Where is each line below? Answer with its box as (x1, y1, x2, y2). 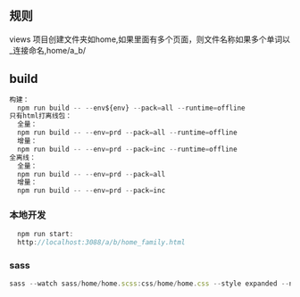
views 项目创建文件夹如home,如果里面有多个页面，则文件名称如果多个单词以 (9, 34, 291, 45)
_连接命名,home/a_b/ (9, 45, 87, 55)
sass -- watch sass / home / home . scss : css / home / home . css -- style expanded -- (9, 279, 290, 288)
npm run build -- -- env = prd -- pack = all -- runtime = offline (17, 128, 238, 137)
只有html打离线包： (9, 111, 72, 120)
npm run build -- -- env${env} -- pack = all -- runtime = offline (17, 103, 246, 112)
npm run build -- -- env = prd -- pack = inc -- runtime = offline (17, 144, 238, 153)
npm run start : (17, 230, 74, 239)
